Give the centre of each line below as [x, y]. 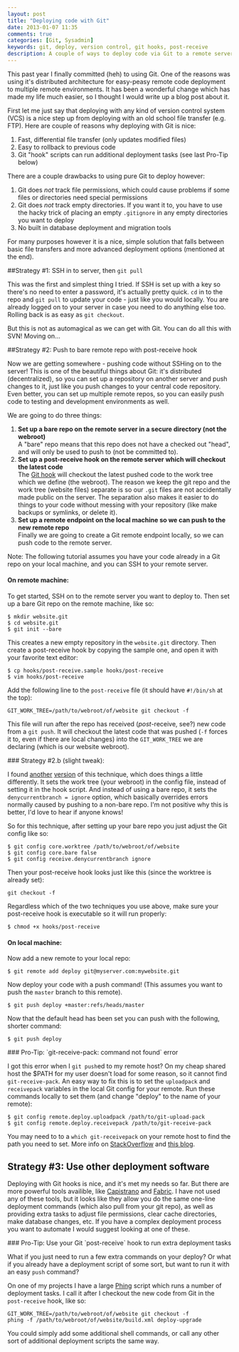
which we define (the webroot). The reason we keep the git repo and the [124, 482]
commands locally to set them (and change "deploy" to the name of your [114, 1096]
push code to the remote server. [65, 542]
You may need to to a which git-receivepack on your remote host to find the [119, 1137]
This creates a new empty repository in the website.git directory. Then [112, 643]
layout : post [27, 14]
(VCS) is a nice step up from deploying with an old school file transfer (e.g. [117, 118]
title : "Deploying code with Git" [59, 21]
